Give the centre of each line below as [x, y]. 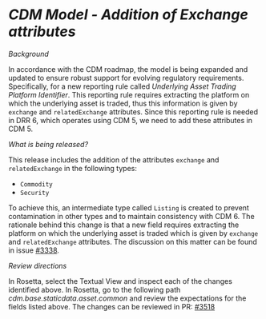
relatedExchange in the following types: [73, 168]
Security [34, 193]
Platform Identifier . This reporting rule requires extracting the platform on [129, 94]
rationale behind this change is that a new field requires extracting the [124, 225]
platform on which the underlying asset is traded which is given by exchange [133, 233]
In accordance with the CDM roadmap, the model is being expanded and [128, 69]
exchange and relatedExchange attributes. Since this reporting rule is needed [133, 112]
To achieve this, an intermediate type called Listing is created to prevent [129, 207]
